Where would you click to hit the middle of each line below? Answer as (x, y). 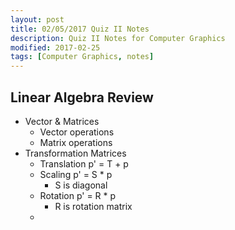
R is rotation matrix (93, 206)
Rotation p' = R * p (78, 195)
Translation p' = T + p (84, 163)
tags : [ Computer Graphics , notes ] (82, 57)
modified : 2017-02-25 (55, 47)
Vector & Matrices (62, 121)
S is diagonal (81, 185)
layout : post (37, 19)
